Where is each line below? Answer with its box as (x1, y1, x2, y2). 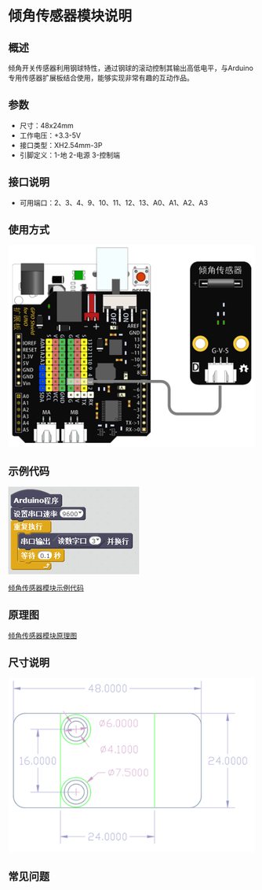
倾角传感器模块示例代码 (8, 583, 84, 593)
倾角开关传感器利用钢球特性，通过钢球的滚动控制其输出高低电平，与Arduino (8, 64, 253, 72)
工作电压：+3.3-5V (19, 131, 81, 140)
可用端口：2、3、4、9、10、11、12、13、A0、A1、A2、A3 (19, 198, 209, 207)
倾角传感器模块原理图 (8, 630, 77, 640)
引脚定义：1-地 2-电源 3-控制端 (19, 150, 120, 160)
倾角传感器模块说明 (8, 7, 133, 25)
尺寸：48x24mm (19, 120, 75, 130)
